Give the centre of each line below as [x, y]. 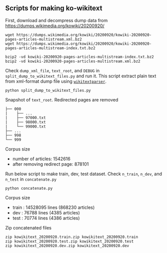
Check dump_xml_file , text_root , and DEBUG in [52, 70]
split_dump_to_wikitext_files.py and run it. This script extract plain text [81, 76]
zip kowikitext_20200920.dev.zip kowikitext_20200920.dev [67, 245]
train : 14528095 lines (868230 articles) [54, 207]
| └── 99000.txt [26, 126]
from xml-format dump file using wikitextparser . [56, 81]
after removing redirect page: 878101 [51, 164]
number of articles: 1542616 [41, 159]
